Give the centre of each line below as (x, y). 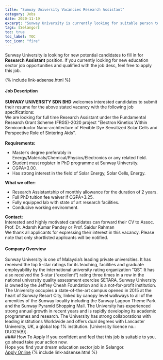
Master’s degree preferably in (41, 152)
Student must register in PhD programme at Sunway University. (75, 163)
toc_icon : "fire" (23, 41)
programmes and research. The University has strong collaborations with (78, 316)
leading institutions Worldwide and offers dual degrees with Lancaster (75, 322)
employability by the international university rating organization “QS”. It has (80, 270)
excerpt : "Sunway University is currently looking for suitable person (79, 23)
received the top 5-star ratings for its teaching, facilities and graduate (74, 265)
